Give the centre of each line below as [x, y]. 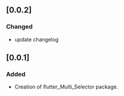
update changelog [37, 39]
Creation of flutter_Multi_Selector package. [66, 87]
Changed [20, 27]
